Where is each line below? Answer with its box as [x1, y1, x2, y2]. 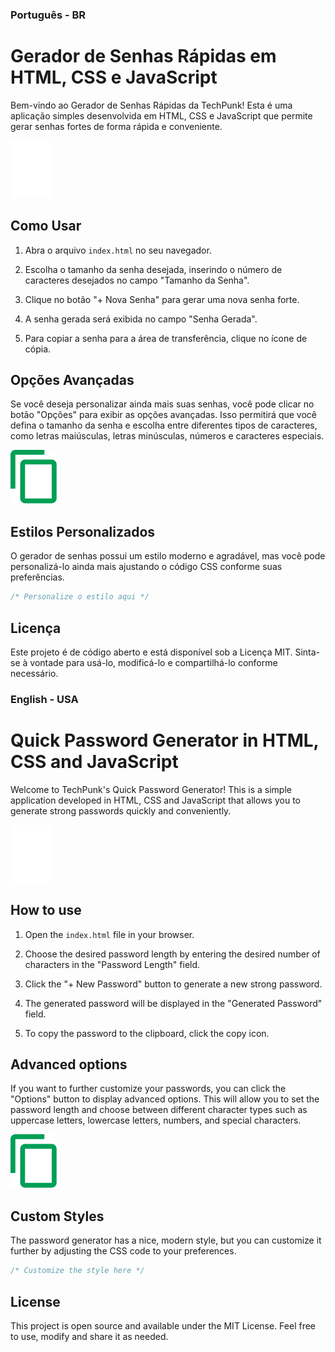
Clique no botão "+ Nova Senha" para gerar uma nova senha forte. [24, 293, 300, 305]
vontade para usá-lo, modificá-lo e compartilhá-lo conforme [29, 656, 278, 668]
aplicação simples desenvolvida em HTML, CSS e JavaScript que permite [10, 109, 313, 122]
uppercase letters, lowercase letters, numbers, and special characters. [10, 1114, 302, 1127]
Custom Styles [10, 1208, 105, 1225]
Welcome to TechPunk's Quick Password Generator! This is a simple [10, 783, 292, 795]
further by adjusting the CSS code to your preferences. [10, 1245, 237, 1257]
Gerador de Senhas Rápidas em [10, 45, 277, 68]
